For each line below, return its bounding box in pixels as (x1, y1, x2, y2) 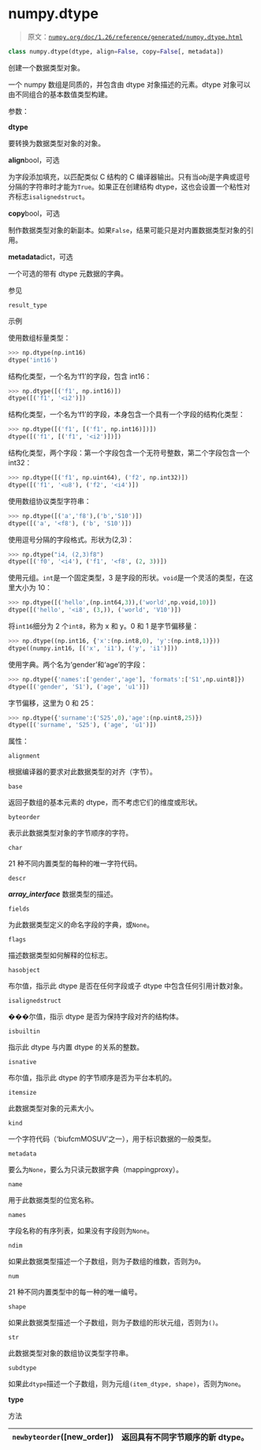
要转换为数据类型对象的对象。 (8, 138, 105, 148)
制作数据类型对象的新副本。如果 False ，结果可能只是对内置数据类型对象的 (8, 225, 247, 235)
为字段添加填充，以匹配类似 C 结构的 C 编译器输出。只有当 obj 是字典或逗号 (8, 171, 251, 182)
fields (8, 905, 30, 913)
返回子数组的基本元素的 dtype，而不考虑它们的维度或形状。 (8, 798, 203, 807)
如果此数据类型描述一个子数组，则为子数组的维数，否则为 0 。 (8, 1257, 206, 1266)
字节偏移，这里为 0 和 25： (8, 698, 96, 708)
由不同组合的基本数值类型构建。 (8, 89, 112, 99)
